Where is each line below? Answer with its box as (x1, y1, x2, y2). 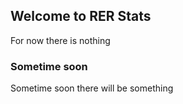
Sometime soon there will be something (10, 82, 174, 94)
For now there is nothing (10, 34, 111, 46)
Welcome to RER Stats (10, 8, 152, 25)
